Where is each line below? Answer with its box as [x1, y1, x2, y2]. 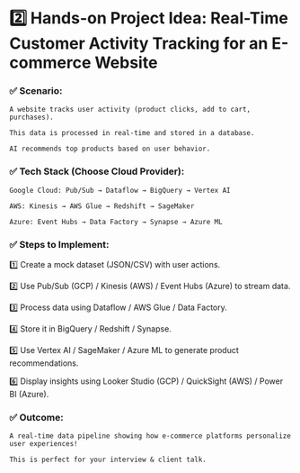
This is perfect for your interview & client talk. [9, 455, 207, 465]
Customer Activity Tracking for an [9, 33, 269, 54]
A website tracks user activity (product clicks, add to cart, [9, 105, 251, 114]
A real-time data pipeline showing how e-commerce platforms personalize [9, 432, 292, 441]
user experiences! [9, 440, 78, 449]
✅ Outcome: [9, 412, 65, 423]
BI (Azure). [9, 389, 49, 400]
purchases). [9, 113, 54, 123]
